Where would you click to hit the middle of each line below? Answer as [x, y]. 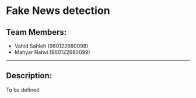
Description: [29, 76]
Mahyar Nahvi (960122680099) [52, 52]
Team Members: [36, 32]
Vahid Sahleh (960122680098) [51, 46]
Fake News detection [58, 11]
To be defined [23, 90]
